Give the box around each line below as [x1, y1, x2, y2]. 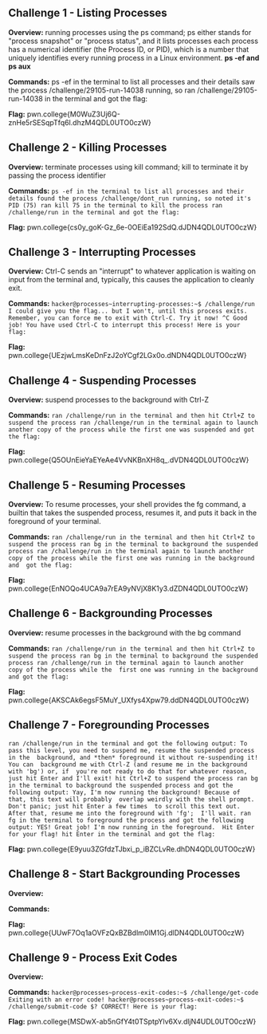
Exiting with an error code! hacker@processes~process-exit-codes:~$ [8, 996, 245, 1004]
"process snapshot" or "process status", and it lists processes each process [8, 36, 259, 45]
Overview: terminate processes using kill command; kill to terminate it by [8, 162, 249, 171]
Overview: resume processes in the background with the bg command [8, 627, 241, 637]
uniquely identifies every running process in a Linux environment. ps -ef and [8, 53, 260, 62]
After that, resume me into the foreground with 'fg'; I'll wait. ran [8, 809, 251, 817]
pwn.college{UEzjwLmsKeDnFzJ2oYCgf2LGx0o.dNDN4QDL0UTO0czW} [8, 351, 247, 360]
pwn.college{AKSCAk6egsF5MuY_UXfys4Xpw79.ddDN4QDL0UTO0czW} [8, 695, 249, 705]
